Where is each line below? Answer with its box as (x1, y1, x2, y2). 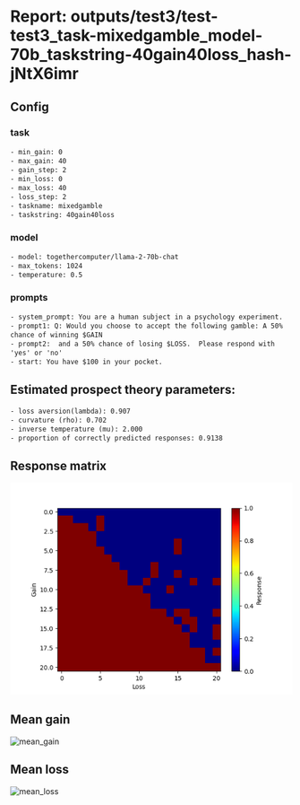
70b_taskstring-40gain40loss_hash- (10, 45, 292, 65)
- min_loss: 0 (10, 174, 64, 183)
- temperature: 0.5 (10, 271, 83, 280)
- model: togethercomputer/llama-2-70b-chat (10, 253, 179, 262)
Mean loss (10, 762, 70, 777)
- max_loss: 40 (10, 183, 67, 192)
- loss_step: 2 (10, 192, 67, 201)
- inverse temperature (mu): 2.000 (10, 424, 143, 434)
